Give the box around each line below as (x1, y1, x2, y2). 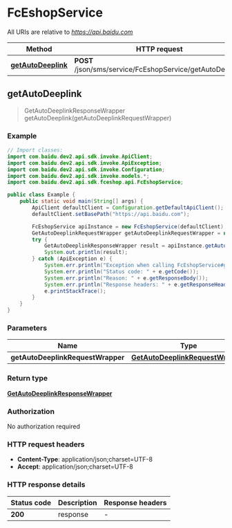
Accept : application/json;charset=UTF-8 (17, 462, 133, 471)
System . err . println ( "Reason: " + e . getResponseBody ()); (43, 275, 209, 282)
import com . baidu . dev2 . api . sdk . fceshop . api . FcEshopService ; (7, 179, 184, 186)
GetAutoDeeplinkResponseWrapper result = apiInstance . (43, 242, 206, 250)
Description (57, 498, 98, 507)
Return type (7, 374, 48, 383)
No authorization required (7, 422, 81, 430)
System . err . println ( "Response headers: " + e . (43, 281, 181, 288)
